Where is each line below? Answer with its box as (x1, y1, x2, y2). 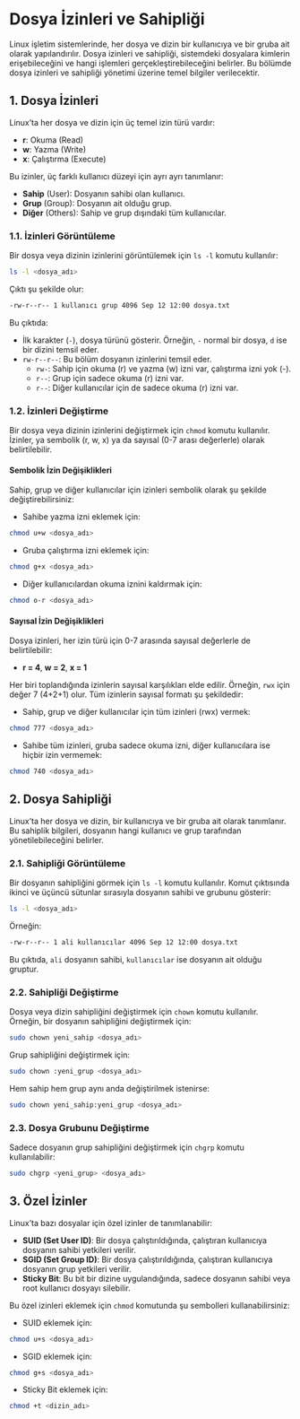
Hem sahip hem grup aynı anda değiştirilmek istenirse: (9, 1083, 210, 1093)
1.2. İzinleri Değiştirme (9, 405, 109, 417)
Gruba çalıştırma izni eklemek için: (21, 545, 150, 556)
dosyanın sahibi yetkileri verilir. (21, 1244, 136, 1255)
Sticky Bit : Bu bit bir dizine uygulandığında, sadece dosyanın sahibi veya (21, 1273, 291, 1284)
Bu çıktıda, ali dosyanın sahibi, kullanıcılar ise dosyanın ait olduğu (9, 953, 262, 964)
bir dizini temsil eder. (21, 344, 99, 354)
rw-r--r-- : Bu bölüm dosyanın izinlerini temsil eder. (21, 353, 212, 364)
